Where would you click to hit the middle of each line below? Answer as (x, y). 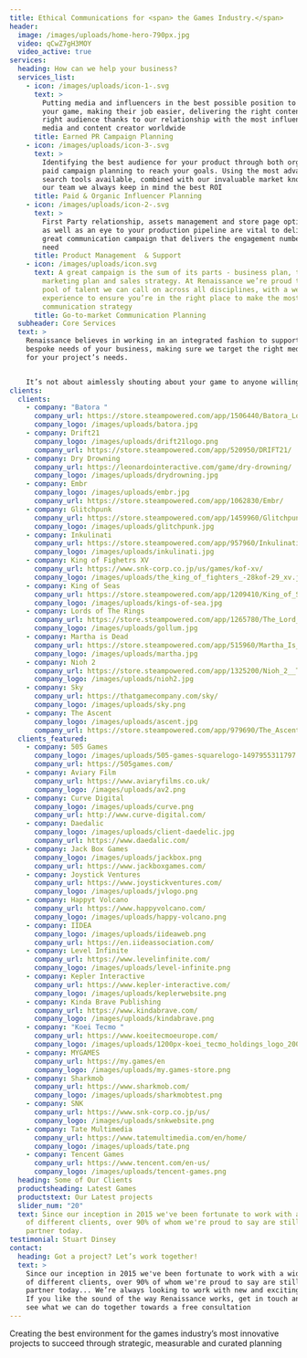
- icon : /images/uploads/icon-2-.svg (98, 205)
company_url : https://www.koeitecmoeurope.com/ (126, 1036)
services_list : (47, 78)
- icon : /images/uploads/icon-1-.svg (98, 86)
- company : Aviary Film (71, 773)
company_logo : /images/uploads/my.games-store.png (132, 1069)
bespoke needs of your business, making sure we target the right (155, 349)
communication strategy (87, 307)
